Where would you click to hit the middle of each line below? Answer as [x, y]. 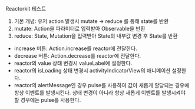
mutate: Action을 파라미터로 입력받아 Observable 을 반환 [80, 29]
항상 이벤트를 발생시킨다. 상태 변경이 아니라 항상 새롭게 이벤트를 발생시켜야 [100, 93]
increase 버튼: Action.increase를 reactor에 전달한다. [76, 48]
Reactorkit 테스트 [26, 9]
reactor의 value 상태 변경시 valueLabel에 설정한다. [73, 63]
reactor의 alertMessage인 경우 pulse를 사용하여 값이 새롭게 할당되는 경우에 [102, 85]
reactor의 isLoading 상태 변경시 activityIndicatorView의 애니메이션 [92, 70]
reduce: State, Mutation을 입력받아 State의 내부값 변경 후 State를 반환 [96, 36]
